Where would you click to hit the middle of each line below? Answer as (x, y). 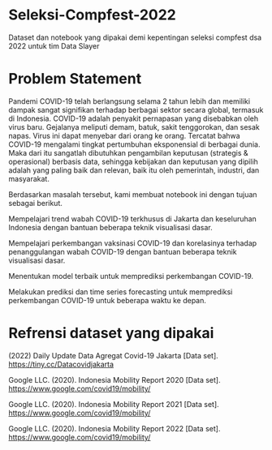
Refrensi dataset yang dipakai (111, 333)
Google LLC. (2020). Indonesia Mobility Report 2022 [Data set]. (114, 428)
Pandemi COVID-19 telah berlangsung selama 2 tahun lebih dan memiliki (129, 101)
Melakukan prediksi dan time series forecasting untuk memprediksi (121, 291)
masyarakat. (29, 178)
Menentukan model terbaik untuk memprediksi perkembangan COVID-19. (131, 276)
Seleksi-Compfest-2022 (92, 15)
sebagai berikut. (36, 203)
